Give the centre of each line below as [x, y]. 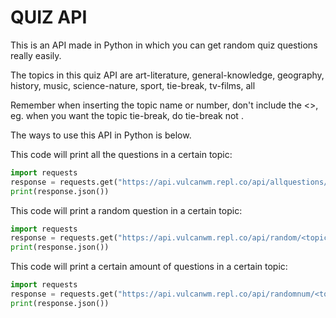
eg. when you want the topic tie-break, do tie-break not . [127, 115]
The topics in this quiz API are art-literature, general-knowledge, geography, [167, 75]
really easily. [36, 55]
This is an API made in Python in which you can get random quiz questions [164, 45]
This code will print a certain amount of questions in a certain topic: [149, 267]
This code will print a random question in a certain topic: [126, 210]
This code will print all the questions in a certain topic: [121, 154]
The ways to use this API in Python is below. [101, 135]
